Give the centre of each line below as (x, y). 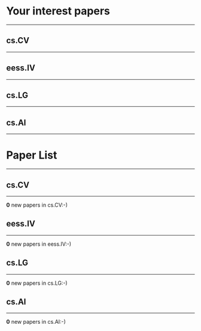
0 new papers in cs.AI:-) (36, 322)
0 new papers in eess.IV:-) (39, 244)
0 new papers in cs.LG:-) (37, 283)
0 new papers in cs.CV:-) (37, 205)
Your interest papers (58, 11)
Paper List (32, 155)
